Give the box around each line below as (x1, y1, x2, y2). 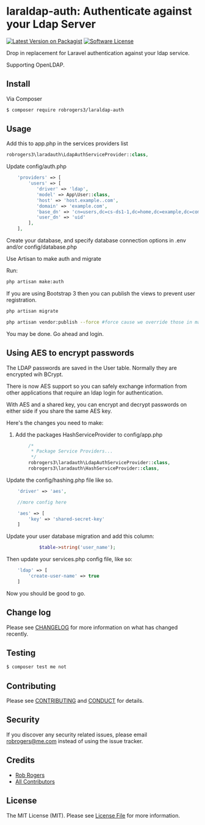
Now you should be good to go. (6, 589, 85, 597)
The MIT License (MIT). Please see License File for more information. (6, 812, 180, 819)
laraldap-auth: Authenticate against (6, 4, 192, 18)
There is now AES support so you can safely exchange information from (6, 382, 187, 390)
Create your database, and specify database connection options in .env (6, 237, 186, 244)
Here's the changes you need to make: (6, 419, 104, 426)
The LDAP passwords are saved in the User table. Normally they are (6, 364, 177, 371)
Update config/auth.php (6, 163, 67, 170)
